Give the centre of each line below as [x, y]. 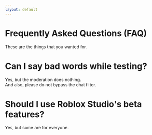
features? [25, 114]
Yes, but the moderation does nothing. [43, 80]
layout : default [21, 9]
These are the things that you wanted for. [46, 47]
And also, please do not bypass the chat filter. [51, 84]
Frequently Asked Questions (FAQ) [76, 33]
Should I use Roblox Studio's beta [74, 104]
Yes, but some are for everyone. [37, 128]
